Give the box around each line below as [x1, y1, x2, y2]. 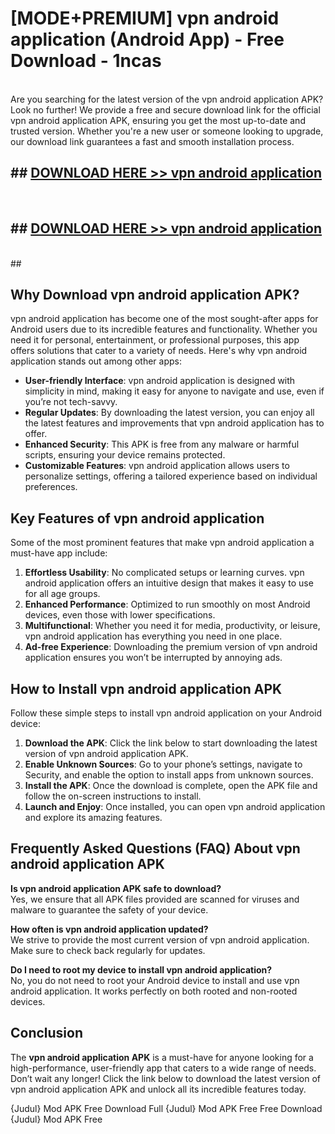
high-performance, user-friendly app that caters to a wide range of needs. [10, 1062, 317, 1074]
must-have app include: [10, 547, 108, 559]
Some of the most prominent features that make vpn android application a [10, 537, 315, 549]
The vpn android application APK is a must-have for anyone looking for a [10, 1051, 314, 1063]
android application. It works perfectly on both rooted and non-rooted [10, 985, 298, 997]
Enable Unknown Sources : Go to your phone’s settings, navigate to [24, 758, 303, 770]
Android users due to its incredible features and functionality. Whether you [10, 323, 318, 336]
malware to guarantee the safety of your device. [10, 903, 209, 916]
